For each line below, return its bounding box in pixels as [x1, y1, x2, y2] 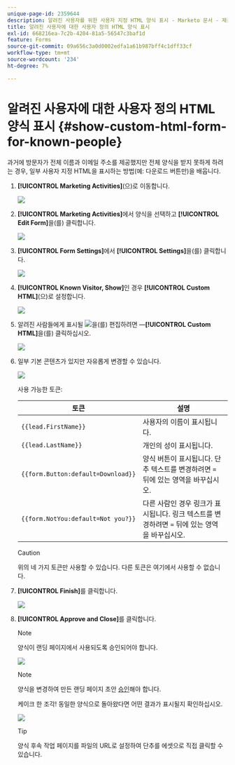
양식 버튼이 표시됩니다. [142, 454, 213, 463]
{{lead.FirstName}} [20, 422, 86, 431]
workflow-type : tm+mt [7, 50, 71, 57]
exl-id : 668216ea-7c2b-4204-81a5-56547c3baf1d [7, 29, 145, 37]
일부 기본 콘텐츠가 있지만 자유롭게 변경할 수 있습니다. [17, 357, 162, 365]
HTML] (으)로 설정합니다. [17, 292, 86, 300]
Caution [17, 548, 41, 557]
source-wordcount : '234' [7, 56, 80, 63]
